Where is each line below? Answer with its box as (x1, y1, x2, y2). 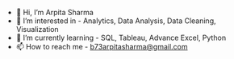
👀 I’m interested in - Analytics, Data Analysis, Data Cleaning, (15, 16, 216, 26)
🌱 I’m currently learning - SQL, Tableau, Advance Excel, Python (15, 33, 227, 42)
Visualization (15, 25, 59, 33)
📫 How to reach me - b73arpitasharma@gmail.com (15, 42, 188, 51)
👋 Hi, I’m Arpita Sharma (15, 8, 94, 17)
